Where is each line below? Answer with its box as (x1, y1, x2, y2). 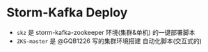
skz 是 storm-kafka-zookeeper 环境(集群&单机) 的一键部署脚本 (16, 28, 195, 36)
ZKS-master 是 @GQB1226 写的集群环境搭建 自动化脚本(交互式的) (16, 36, 202, 45)
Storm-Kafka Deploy (6, 5, 128, 21)
